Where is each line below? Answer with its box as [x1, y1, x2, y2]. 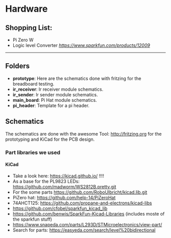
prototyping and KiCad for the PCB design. [5, 136, 95, 142]
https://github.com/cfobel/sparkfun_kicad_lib [12, 205, 108, 211]
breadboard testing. [12, 81, 54, 87]
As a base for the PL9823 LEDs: [12, 178, 80, 184]
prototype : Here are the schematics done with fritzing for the [12, 75, 141, 82]
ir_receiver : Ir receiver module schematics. [12, 86, 103, 92]
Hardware [5, 3, 48, 15]
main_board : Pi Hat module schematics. [12, 97, 97, 103]
